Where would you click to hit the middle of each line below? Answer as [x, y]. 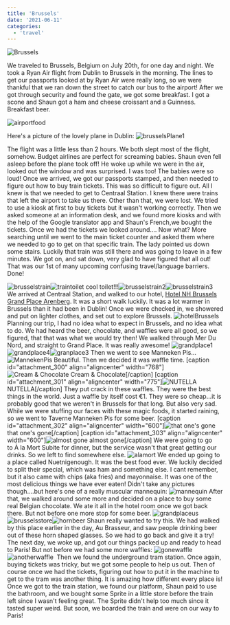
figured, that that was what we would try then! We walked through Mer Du [112, 338]
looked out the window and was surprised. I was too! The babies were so [111, 171]
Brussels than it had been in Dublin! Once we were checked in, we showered [115, 309]
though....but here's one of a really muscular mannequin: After [115, 492]
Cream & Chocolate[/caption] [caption [124, 375]
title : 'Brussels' [33, 13]
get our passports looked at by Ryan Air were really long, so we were [105, 80]
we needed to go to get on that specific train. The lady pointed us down [108, 244]
